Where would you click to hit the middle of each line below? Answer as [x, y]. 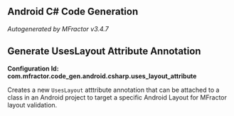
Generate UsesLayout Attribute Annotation [104, 52]
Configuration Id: [33, 68]
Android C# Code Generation [73, 12]
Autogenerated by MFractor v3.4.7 [58, 28]
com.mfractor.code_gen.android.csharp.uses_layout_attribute [102, 76]
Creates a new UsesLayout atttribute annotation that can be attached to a [113, 90]
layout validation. [32, 105]
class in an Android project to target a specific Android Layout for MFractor [117, 97]
